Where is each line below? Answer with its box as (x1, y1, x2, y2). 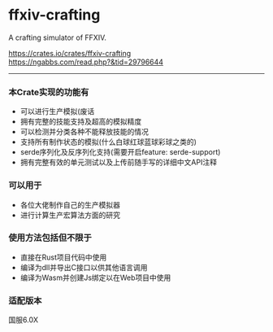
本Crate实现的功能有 (8, 86, 89, 98)
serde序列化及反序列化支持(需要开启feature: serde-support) (19, 147, 221, 157)
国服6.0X (8, 315, 39, 325)
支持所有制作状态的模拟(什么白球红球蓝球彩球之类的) (19, 137, 197, 147)
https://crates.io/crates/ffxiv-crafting (8, 48, 132, 58)
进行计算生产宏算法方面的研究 (19, 210, 120, 220)
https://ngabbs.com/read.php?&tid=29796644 (8, 57, 164, 67)
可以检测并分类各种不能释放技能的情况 (19, 127, 149, 137)
